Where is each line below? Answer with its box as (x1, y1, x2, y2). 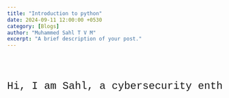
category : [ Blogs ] (7, 23, 59, 29)
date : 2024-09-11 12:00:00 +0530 (7, 16, 103, 23)
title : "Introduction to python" (7, 10, 103, 17)
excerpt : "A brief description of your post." (7, 36, 142, 42)
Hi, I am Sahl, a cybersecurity (7, 80, 193, 93)
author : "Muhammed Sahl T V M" (7, 29, 96, 36)
